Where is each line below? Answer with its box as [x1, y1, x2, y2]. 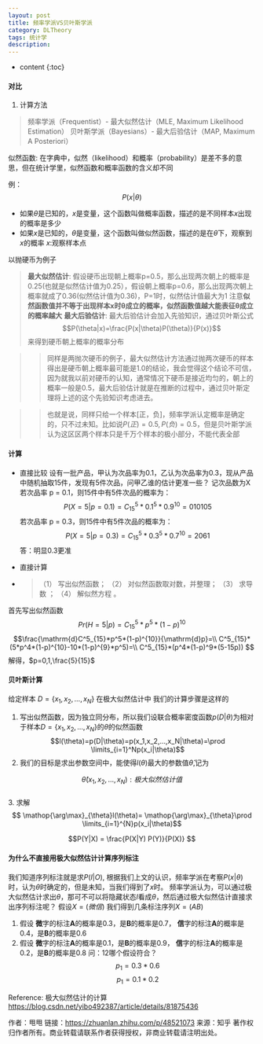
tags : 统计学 [8, 33, 47, 42]
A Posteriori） [27, 137, 73, 146]
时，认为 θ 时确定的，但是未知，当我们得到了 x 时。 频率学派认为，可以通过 [8, 882, 246, 891]
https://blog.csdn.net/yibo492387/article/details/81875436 [8, 1002, 199, 1011]
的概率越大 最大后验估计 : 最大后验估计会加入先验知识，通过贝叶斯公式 [27, 311, 254, 321]
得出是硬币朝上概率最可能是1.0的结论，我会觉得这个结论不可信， [46, 363, 256, 373]
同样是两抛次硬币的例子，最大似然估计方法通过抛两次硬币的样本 [46, 354, 254, 363]
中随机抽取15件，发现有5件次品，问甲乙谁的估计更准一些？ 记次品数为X [19, 477, 251, 487]
